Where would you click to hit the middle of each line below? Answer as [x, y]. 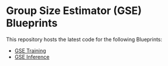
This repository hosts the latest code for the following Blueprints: [84, 39]
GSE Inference [32, 57]
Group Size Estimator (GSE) [74, 11]
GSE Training [30, 50]
